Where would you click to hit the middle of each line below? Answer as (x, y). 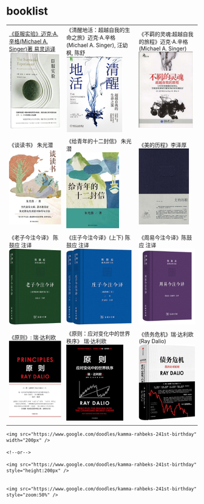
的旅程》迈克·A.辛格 (163, 42)
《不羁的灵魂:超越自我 (166, 34)
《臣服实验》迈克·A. (34, 33)
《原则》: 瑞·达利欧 (32, 338)
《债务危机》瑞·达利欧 (166, 334)
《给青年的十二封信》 (93, 141)
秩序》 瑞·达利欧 (86, 341)
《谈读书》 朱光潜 (31, 145)
